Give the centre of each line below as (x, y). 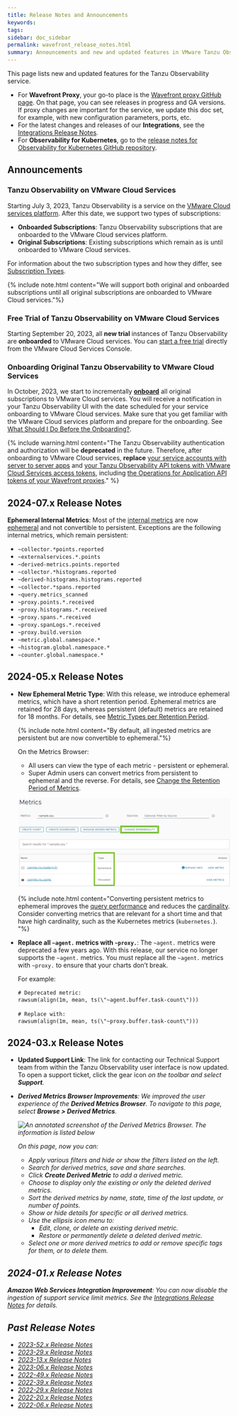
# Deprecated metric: (49, 993)
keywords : (22, 22)
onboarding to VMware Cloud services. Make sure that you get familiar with (118, 414)
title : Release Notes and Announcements (68, 15)
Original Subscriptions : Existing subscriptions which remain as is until (120, 242)
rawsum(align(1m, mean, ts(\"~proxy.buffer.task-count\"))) (108, 1021)
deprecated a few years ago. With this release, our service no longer (118, 950)
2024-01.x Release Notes (65, 1273)
